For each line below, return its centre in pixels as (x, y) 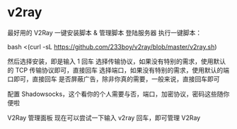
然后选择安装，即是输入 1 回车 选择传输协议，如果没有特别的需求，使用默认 (117, 61)
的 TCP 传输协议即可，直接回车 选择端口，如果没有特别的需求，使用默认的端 (118, 70)
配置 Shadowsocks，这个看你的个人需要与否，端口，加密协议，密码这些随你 (118, 94)
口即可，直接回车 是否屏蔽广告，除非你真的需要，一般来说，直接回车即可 (114, 79)
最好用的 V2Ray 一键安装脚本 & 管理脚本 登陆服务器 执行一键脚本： (105, 32)
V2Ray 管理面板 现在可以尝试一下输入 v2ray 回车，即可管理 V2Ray (104, 118)
